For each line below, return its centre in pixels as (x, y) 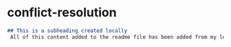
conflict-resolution (62, 13)
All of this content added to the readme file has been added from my (113, 37)
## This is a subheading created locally (67, 31)
